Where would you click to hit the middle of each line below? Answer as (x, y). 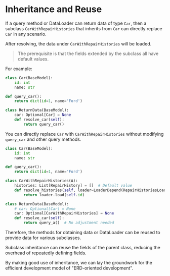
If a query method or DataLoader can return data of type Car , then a (76, 23)
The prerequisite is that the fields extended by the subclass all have (88, 53)
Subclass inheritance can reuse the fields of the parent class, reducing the (83, 248)
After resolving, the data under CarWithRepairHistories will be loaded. (78, 43)
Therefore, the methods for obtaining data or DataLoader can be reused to (83, 233)
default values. (33, 59)
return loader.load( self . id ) (54, 195)
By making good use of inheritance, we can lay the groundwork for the (79, 263)
